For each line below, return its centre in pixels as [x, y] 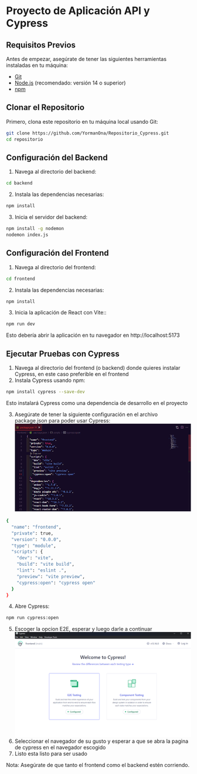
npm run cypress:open [33, 618]
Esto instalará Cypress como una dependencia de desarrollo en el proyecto [97, 403]
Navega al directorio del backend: [55, 172]
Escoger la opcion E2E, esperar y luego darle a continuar [83, 629]
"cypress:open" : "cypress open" [56, 583]
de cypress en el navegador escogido [60, 747]
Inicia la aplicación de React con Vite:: [60, 313]
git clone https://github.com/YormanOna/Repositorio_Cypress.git [87, 133]
